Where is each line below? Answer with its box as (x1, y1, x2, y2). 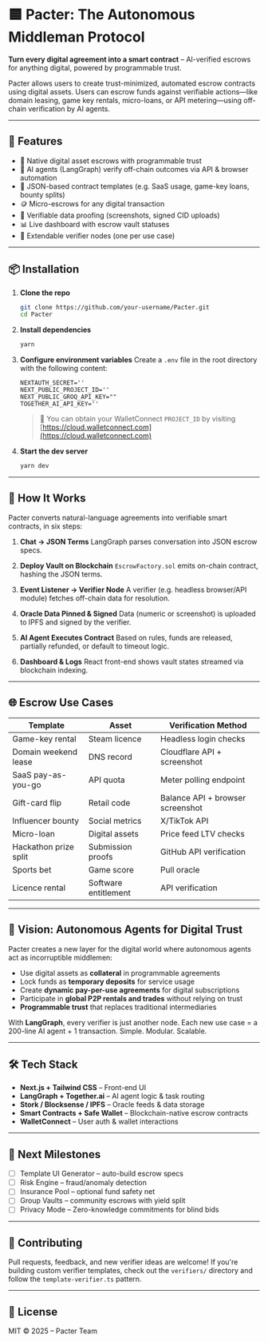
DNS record (88, 751, 133, 762)
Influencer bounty (12, 815, 80, 826)
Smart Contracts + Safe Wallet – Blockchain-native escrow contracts (19, 1108, 249, 1118)
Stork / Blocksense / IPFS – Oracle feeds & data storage (19, 1100, 205, 1109)
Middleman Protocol (8, 28, 145, 46)
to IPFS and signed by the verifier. (19, 617, 132, 627)
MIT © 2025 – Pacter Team (8, 1326, 98, 1336)
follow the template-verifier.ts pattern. (8, 1274, 142, 1284)
